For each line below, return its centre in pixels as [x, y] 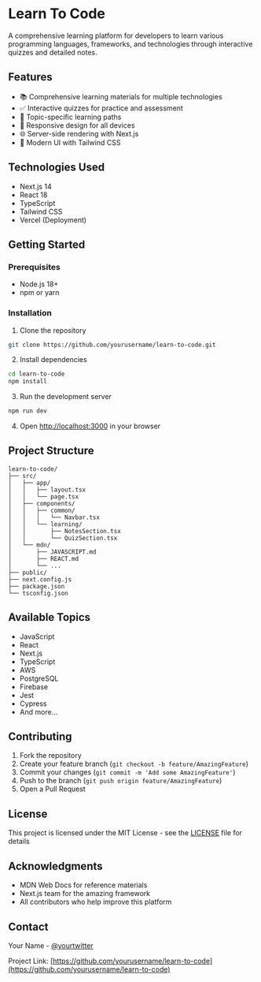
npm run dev [28, 411]
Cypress [33, 704]
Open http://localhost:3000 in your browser [90, 426]
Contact [28, 926]
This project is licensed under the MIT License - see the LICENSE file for [125, 833]
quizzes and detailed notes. [53, 52]
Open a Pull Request [53, 789]
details [19, 842]
